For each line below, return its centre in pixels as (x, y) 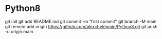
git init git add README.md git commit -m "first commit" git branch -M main (81, 21)
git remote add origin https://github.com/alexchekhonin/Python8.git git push (81, 26)
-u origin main (19, 31)
